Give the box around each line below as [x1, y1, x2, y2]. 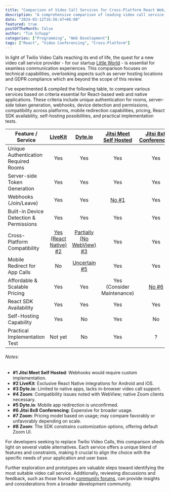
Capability [8, 319, 32, 326]
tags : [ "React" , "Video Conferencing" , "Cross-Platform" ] [5, 41, 130, 46]
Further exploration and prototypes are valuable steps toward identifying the [5, 465, 164, 471]
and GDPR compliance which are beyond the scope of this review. [5, 76, 143, 82]
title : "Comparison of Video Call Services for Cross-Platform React [5, 7, 155, 13]
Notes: [5, 354, 19, 360]
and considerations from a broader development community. [5, 480, 132, 487]
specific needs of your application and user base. [5, 454, 109, 461]
